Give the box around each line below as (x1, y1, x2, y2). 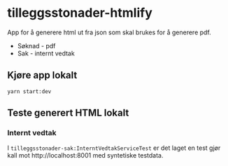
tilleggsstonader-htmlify (7, 5, 152, 21)
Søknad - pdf (17, 41, 56, 50)
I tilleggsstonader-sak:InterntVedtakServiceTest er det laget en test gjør (7, 144, 221, 152)
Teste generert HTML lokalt (7, 107, 129, 119)
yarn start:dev (7, 88, 52, 95)
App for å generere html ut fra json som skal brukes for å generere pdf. (7, 28, 211, 36)
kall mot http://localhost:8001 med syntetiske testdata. (7, 151, 164, 160)
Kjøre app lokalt (7, 69, 78, 81)
